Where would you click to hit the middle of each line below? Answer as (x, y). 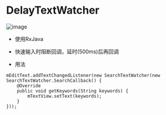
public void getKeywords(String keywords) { (73, 91)
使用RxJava (29, 39)
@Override (29, 86)
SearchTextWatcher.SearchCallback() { (54, 81)
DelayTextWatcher (53, 10)
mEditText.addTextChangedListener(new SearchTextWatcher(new (83, 75)
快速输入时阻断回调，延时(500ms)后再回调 (67, 52)
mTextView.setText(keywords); (65, 96)
